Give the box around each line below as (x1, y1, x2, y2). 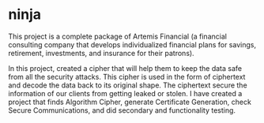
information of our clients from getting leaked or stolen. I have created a (8, 88, 243, 98)
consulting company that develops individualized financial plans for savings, (8, 39, 257, 49)
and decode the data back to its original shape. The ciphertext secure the (8, 80, 247, 90)
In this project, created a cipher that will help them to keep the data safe (8, 63, 243, 73)
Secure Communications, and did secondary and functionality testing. (8, 105, 236, 115)
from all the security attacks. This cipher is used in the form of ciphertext (8, 72, 246, 81)
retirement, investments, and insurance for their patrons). (8, 48, 195, 58)
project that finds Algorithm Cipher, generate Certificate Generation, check (8, 97, 251, 106)
